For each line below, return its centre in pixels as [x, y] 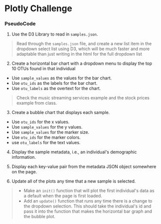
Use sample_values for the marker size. [50, 132]
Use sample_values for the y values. [47, 127]
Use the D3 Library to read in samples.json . [55, 34]
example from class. [37, 103]
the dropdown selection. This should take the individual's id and [87, 206]
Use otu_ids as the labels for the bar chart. [54, 83]
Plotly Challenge [38, 9]
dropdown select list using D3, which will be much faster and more [83, 49]
